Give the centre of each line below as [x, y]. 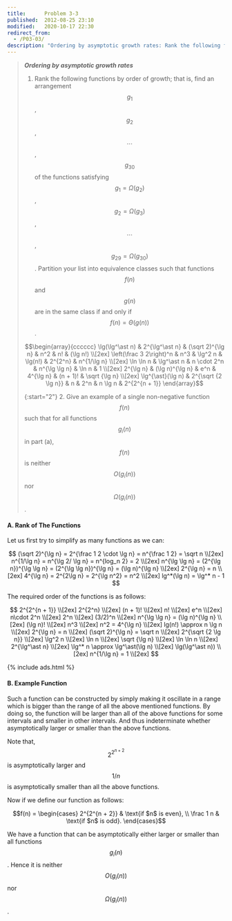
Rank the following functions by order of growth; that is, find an [124, 79]
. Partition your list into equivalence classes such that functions [124, 268]
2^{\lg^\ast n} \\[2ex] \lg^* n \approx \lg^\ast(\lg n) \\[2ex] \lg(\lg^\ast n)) [113, 647]
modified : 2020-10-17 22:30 [51, 26]
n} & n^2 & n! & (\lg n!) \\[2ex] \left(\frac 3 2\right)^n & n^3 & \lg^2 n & [125, 353]
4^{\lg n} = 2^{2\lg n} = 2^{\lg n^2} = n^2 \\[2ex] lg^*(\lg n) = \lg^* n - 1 [124, 576]
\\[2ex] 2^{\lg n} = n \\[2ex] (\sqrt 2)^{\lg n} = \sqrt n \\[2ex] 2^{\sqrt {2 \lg [116, 632]
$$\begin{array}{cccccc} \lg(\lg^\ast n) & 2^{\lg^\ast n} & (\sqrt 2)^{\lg [125, 347]
